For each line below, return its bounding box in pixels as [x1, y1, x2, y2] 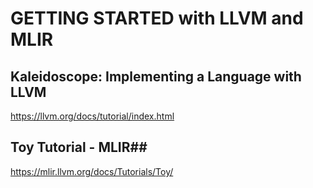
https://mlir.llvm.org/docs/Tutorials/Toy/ [10, 165, 174, 177]
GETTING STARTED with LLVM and [10, 7, 304, 30]
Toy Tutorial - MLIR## [10, 139, 148, 156]
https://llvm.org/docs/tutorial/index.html [10, 110, 175, 122]
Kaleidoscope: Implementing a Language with [10, 68, 302, 85]
